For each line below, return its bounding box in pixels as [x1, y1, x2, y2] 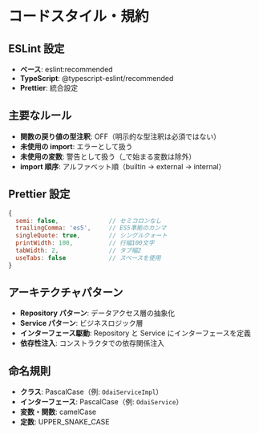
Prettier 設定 [8, 188, 71, 201]
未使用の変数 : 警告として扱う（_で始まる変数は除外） [19, 152, 196, 161]
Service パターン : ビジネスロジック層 [19, 318, 144, 328]
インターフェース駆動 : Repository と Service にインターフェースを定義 [19, 328, 251, 338]
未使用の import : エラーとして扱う [19, 141, 133, 151]
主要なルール [8, 109, 72, 123]
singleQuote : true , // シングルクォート [15, 232, 168, 240]
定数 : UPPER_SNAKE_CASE [19, 417, 110, 427]
